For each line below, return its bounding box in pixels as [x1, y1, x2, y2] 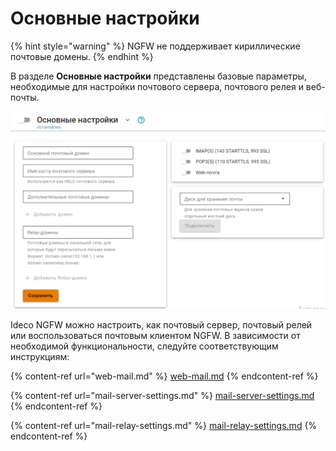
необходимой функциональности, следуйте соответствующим [10, 340, 279, 352]
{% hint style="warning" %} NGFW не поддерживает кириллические [10, 40, 301, 52]
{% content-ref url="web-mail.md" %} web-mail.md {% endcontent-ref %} [10, 370, 319, 382]
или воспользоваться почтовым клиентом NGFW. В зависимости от [10, 329, 301, 341]
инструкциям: [10, 350, 70, 362]
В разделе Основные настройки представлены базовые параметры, [10, 70, 307, 82]
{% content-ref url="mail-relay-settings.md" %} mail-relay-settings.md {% [10, 419, 318, 431]
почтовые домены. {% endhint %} [10, 50, 154, 62]
